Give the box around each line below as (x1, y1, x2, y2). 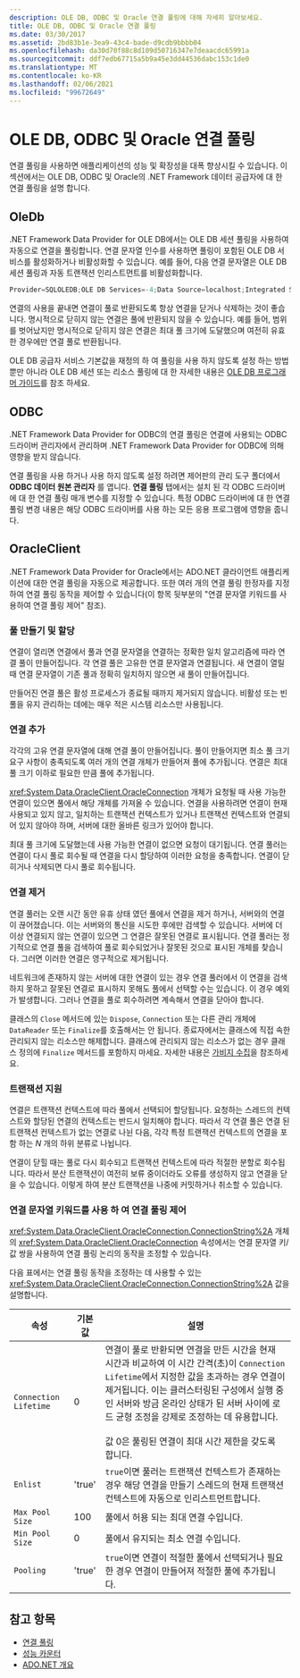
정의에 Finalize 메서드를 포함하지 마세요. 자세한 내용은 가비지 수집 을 (18, 1047, 258, 1058)
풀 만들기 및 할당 (9, 624, 75, 637)
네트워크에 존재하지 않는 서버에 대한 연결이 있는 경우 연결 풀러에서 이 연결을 (9, 972, 271, 982)
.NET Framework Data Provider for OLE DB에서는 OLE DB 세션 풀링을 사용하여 (9, 234, 289, 245)
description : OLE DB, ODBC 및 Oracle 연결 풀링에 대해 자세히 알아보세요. (9, 13, 263, 22)
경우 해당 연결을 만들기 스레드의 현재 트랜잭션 (104, 1479, 284, 1491)
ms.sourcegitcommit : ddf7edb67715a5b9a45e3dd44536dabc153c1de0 (9, 55, 250, 63)
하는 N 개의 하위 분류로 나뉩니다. (18, 1137, 132, 1149)
